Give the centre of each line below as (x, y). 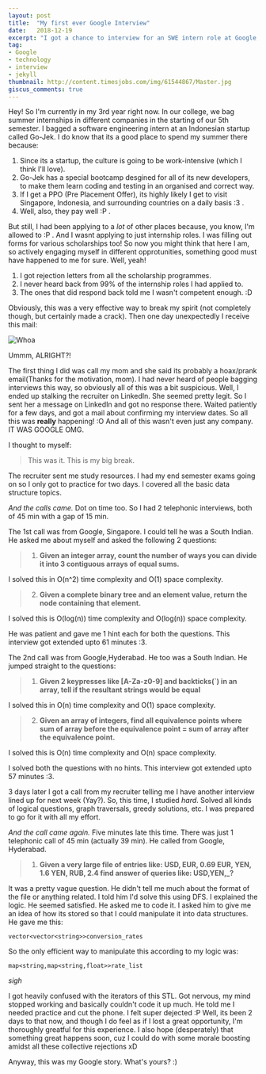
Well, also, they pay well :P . (65, 212)
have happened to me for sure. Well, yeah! (77, 260)
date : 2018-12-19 (40, 30)
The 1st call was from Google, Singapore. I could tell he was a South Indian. (131, 532)
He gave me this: (36, 922)
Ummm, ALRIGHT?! (40, 355)
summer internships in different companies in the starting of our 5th (119, 120)
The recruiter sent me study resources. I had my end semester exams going (132, 476)
